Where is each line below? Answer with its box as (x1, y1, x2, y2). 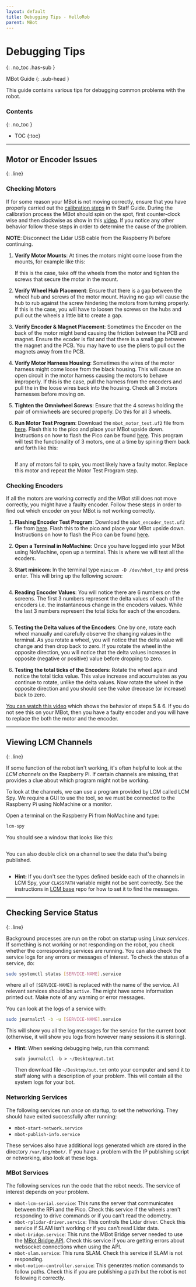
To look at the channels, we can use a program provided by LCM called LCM (6, 788, 190, 795)
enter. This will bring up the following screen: (14, 572, 123, 579)
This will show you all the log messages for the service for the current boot (6, 1027, 186, 1034)
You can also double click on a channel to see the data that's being (6, 850, 167, 857)
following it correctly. (14, 1274, 65, 1281)
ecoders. (14, 555, 36, 562)
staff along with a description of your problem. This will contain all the (14, 1072, 183, 1080)
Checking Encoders (6, 481, 63, 489)
